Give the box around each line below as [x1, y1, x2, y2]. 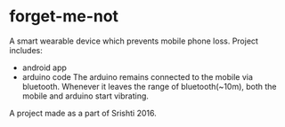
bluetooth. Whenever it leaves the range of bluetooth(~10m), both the [21, 81, 278, 91]
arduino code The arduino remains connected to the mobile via [21, 71, 254, 82]
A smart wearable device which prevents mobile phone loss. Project [9, 36, 258, 46]
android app [21, 62, 67, 73]
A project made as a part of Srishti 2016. [9, 107, 158, 118]
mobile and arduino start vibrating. [21, 91, 150, 101]
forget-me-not [9, 6, 118, 27]
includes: [9, 44, 43, 55]
